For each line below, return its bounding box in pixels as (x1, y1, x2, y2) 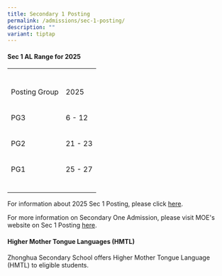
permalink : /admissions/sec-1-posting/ (7, 17, 126, 24)
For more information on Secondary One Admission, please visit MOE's (7, 213, 215, 222)
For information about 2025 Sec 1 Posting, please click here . (7, 200, 183, 208)
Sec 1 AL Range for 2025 (7, 52, 82, 60)
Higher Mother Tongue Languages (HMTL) (7, 238, 135, 246)
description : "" (7, 23, 55, 31)
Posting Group (11, 87, 59, 97)
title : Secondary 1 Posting (7, 10, 91, 18)
